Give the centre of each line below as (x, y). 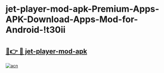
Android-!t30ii (36, 30)
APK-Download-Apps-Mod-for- (72, 19)
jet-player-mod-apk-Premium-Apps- (82, 9)
